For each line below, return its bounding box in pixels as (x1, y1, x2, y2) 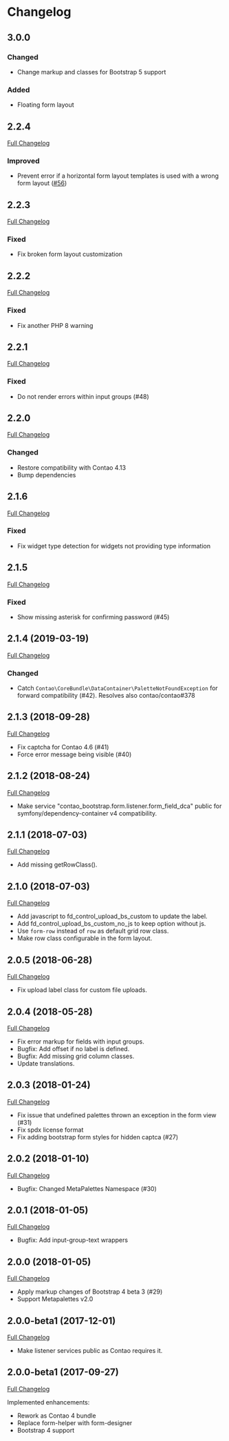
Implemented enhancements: (7, 1398, 90, 1406)
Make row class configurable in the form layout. (17, 934, 153, 942)
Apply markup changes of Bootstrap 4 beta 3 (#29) (17, 1287, 163, 1296)
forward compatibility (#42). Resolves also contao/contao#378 (17, 692, 195, 700)
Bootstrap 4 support (17, 1426, 75, 1434)
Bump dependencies (17, 470, 76, 479)
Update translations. (17, 1059, 75, 1068)
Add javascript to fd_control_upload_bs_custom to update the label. (17, 912, 208, 920)
